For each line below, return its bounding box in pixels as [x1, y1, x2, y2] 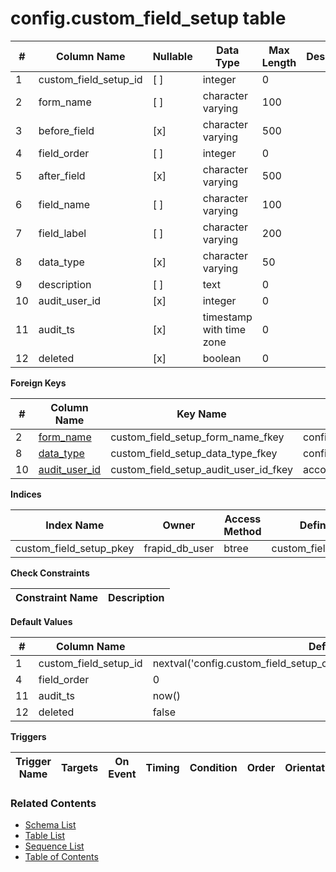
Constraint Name [15, 590, 99, 604]
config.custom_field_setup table [10, 7, 287, 30]
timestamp [202, 310, 253, 324]
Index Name [45, 518, 105, 532]
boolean [202, 351, 242, 365]
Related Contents [10, 796, 97, 810]
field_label [38, 226, 87, 240]
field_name [38, 197, 91, 211]
